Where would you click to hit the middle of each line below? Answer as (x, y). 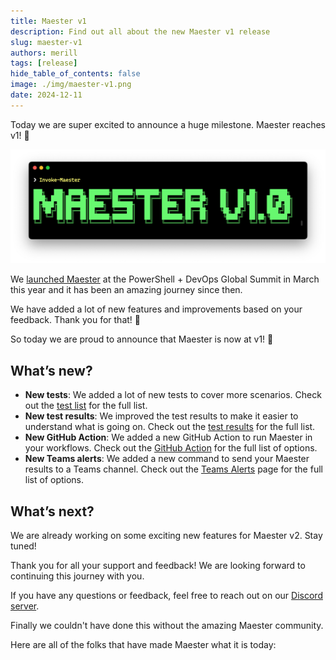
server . (25, 606)
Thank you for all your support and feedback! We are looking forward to (158, 565)
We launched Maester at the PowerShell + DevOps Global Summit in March (165, 279)
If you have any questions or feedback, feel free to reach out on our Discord (166, 595)
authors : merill (44, 53)
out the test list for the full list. (86, 406)
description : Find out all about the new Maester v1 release (140, 31)
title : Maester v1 (48, 21)
